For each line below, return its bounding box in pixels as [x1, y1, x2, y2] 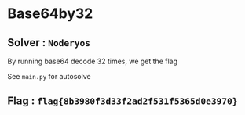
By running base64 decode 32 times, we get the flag [7, 56, 178, 66]
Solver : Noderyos [7, 36, 91, 49]
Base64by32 [7, 5, 93, 23]
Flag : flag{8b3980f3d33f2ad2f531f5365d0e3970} [7, 95, 238, 108]
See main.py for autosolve [7, 72, 91, 81]
